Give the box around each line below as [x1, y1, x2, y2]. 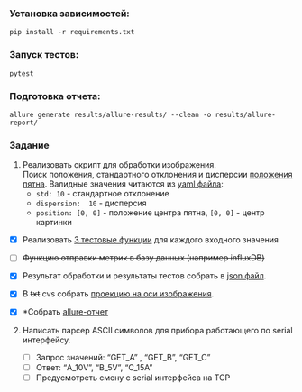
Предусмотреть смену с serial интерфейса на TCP [35, 372, 231, 383]
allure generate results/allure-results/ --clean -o [9, 110, 212, 119]
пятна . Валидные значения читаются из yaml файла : [22, 178, 224, 189]
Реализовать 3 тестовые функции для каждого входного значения [22, 234, 279, 245]
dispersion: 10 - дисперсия [35, 197, 147, 209]
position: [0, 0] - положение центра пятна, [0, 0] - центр [35, 207, 265, 218]
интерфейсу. [22, 334, 71, 345]
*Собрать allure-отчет [22, 306, 109, 317]
